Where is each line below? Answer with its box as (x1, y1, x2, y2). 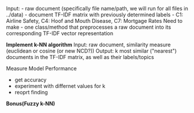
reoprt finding (14, 89, 48, 95)
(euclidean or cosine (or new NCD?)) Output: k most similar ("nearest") (6, 47, 177, 54)
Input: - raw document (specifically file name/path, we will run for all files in (6, 5, 189, 12)
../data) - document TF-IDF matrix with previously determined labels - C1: (6, 11, 183, 18)
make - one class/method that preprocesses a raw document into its (6, 23, 171, 30)
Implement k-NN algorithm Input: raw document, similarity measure (6, 41, 171, 48)
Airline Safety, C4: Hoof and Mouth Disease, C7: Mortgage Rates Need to (6, 18, 183, 24)
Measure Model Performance (6, 65, 77, 72)
